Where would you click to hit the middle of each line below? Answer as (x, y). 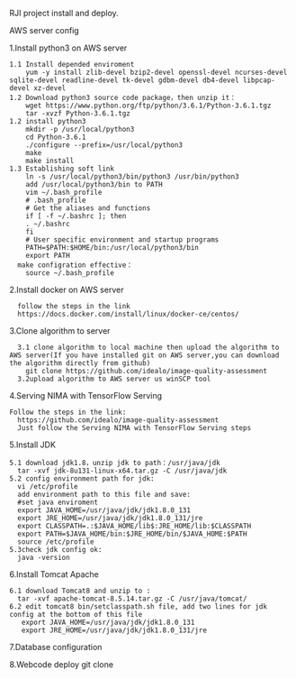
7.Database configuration (56, 647)
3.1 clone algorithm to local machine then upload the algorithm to (148, 347)
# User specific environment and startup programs (122, 240)
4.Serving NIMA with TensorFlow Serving (86, 395)
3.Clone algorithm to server (60, 331)
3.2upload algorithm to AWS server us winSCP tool (114, 379)
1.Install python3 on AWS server (68, 48)
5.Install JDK (33, 445)
